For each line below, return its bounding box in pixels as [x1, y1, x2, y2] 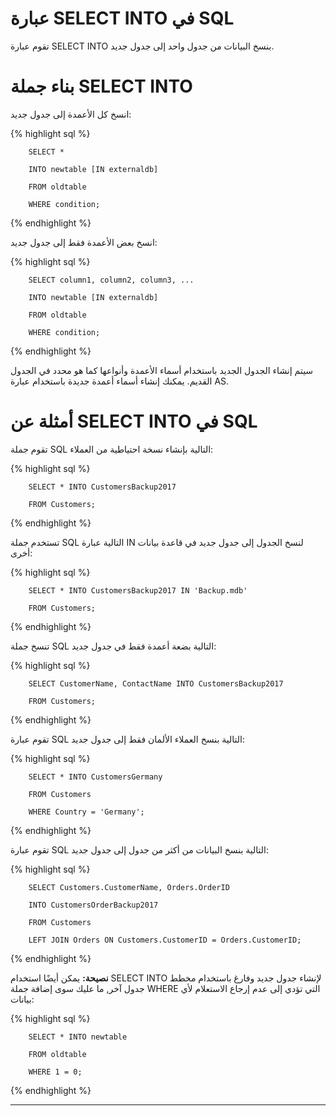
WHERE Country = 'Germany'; [28, 807, 145, 817]
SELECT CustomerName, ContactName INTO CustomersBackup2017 [28, 678, 284, 689]
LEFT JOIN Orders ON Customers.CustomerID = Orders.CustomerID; [28, 935, 302, 945]
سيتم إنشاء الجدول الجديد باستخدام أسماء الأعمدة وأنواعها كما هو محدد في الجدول [10, 364, 314, 376]
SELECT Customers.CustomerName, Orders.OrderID [28, 882, 230, 892]
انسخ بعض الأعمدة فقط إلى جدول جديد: [10, 236, 158, 248]
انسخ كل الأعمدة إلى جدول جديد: [10, 108, 132, 120]
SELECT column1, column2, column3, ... [28, 275, 195, 285]
